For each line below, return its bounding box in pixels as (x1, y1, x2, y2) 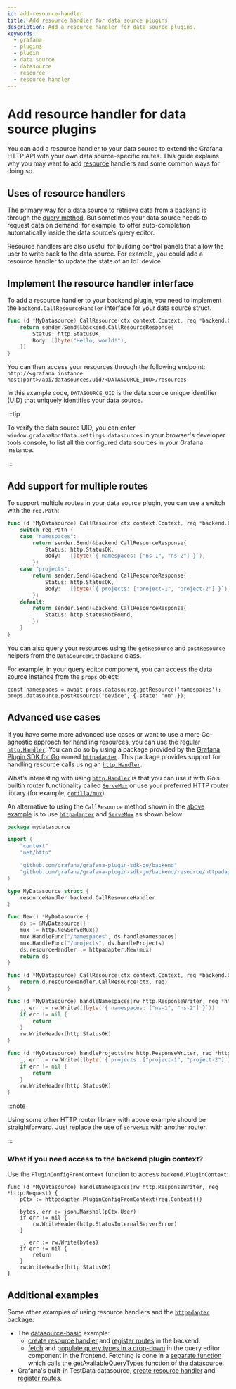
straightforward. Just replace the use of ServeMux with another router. (7, 1123, 207, 1131)
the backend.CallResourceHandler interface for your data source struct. (7, 304, 212, 312)
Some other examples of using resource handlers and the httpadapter (7, 1308, 210, 1316)
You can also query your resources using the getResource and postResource (7, 644, 225, 652)
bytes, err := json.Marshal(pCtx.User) (20, 1209, 137, 1216)
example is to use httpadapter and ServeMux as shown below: (7, 809, 184, 818)
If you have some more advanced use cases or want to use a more (7, 730, 200, 738)
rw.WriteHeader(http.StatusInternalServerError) (32, 1221, 178, 1228)
